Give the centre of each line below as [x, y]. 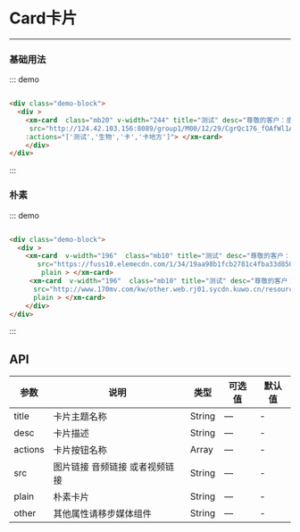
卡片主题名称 [80, 417]
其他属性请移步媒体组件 [102, 514]
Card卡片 [43, 18]
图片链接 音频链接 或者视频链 [114, 467]
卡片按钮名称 [80, 450]
